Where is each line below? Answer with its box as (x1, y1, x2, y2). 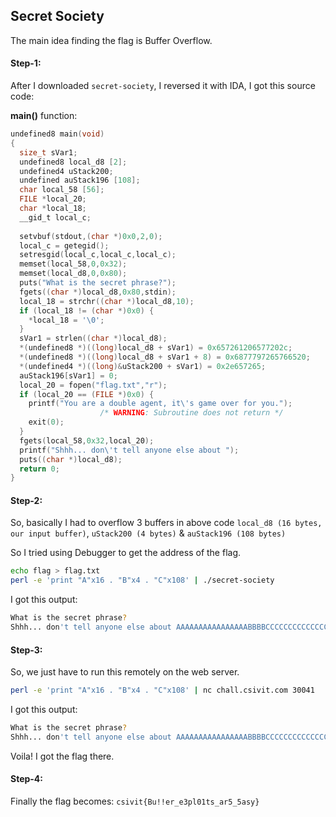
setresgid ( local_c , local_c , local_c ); (19, 250, 177, 260)
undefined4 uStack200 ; (19, 166, 114, 176)
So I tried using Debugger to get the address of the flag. (10, 547, 242, 559)
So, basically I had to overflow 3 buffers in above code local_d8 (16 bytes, (10, 517, 323, 529)
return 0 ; (19, 464, 60, 474)
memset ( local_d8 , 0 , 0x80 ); (19, 269, 128, 279)
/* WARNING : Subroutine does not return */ (99, 408, 284, 418)
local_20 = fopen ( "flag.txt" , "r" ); (19, 380, 168, 390)
